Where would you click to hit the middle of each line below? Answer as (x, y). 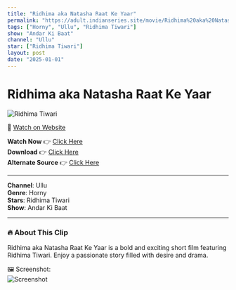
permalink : (23, 20)
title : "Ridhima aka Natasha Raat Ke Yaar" (72, 14)
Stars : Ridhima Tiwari (39, 200)
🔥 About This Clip (38, 232)
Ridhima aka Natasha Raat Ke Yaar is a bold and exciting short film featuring (117, 247)
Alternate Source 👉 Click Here (53, 162)
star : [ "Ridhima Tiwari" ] (45, 46)
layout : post (26, 53)
